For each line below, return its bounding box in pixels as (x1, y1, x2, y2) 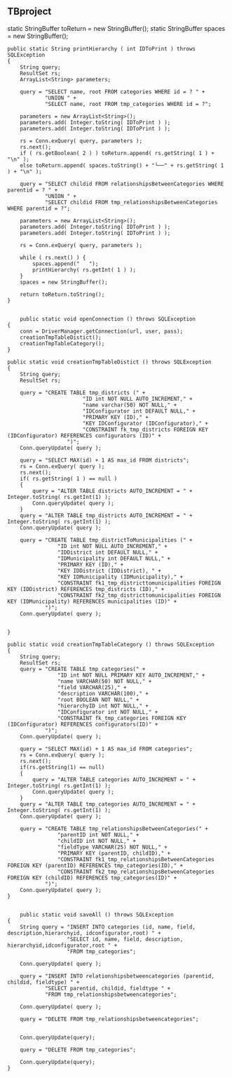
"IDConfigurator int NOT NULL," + (57, 708, 158, 715)
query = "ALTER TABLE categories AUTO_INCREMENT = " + (32, 776, 196, 783)
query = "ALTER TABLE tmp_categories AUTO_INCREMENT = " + (20, 800, 196, 808)
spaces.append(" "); (32, 260, 99, 267)
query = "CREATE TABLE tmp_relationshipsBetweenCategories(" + (20, 825, 209, 832)
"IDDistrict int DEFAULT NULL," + (57, 549, 158, 556)
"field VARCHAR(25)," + (57, 684, 128, 691)
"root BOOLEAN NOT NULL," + (57, 696, 139, 703)
